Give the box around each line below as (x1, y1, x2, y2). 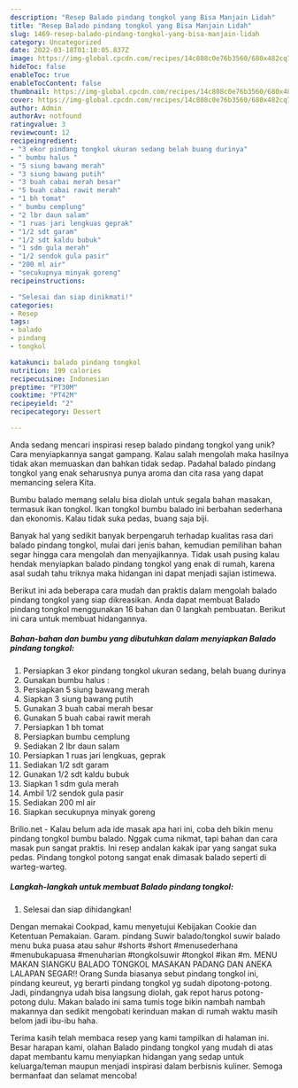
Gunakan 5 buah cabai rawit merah (22, 712, 151, 723)
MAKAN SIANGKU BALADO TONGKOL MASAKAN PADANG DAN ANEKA (10, 959, 272, 969)
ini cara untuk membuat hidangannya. (10, 613, 148, 624)
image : (10, 54, 34, 63)
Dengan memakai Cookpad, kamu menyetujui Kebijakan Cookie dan (10, 921, 257, 931)
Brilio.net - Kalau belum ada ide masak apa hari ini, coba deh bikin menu (10, 823, 273, 834)
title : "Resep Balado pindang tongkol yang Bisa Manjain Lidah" (10, 21, 252, 30)
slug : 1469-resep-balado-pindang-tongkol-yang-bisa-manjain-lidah (10, 29, 260, 38)
